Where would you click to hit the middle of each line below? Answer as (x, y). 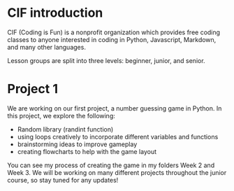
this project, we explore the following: (61, 115)
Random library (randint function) (65, 129)
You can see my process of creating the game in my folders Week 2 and (111, 165)
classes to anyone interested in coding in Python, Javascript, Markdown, (112, 39)
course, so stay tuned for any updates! (63, 180)
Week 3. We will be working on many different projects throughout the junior (117, 172)
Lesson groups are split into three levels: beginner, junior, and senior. (106, 60)
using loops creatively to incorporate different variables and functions (118, 136)
